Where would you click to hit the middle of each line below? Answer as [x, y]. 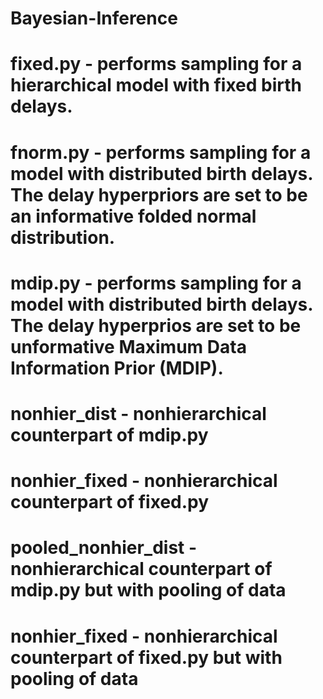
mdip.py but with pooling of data [148, 590]
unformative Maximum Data [128, 346]
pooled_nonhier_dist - [104, 548]
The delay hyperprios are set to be [156, 325]
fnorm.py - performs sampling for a [161, 152]
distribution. [63, 237]
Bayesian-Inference [94, 18]
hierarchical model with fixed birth [156, 85]
